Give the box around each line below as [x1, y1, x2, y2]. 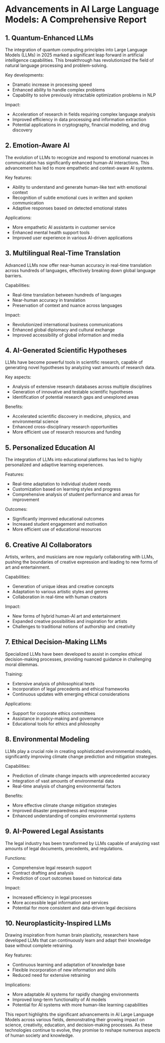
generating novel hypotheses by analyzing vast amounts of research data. [5, 365, 156, 371]
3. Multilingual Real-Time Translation [5, 249, 121, 257]
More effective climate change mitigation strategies [12, 802, 117, 808]
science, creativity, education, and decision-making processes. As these [5, 1022, 153, 1028]
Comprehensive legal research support [12, 865, 92, 871]
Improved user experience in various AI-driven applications [12, 235, 133, 241]
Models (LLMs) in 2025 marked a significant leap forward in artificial [5, 52, 144, 58]
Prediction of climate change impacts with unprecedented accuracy [12, 772, 150, 779]
